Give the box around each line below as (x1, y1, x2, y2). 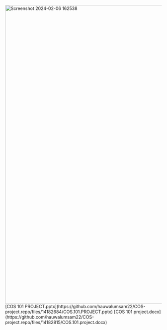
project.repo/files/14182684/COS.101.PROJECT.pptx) (5, 309, 113, 315)
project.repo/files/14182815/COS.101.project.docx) (5, 320, 107, 325)
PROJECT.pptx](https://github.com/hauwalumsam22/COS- (24, 304, 146, 309)
